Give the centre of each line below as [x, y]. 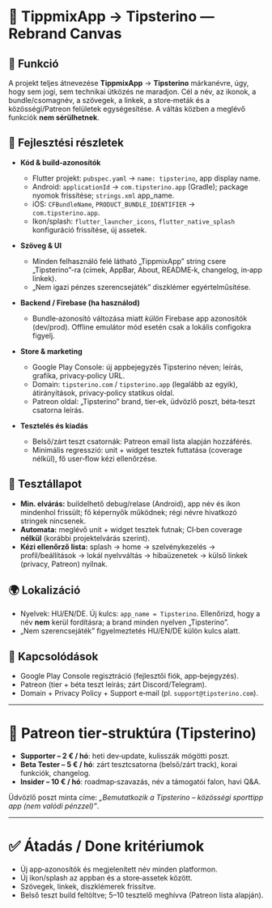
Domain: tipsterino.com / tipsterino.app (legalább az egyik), [135, 384]
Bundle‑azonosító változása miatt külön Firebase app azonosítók [140, 318]
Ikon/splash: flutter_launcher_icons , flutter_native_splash [134, 221]
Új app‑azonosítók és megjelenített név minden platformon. [119, 869]
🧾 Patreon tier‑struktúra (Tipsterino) [132, 733]
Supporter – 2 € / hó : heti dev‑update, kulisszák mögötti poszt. [125, 756]
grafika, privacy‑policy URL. [79, 375]
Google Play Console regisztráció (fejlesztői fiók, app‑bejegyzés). [129, 676]
